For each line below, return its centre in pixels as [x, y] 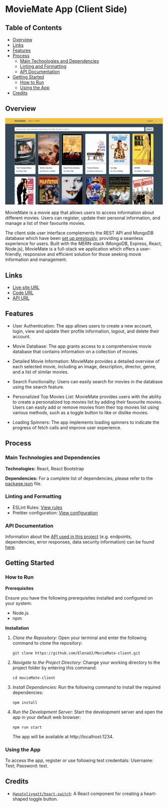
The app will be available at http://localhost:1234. [63, 736]
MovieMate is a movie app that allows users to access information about [79, 213]
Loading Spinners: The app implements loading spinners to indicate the [86, 422]
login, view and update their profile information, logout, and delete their [86, 331]
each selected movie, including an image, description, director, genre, [84, 366]
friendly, [14, 254]
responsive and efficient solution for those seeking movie [82, 254]
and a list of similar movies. [40, 372]
